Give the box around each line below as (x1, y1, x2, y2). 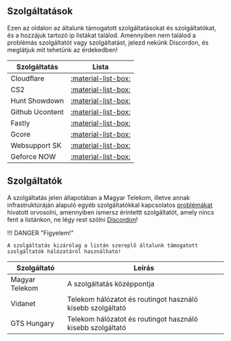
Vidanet (10, 298, 36, 308)
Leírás (133, 263, 155, 272)
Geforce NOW (10, 151, 56, 161)
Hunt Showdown (10, 96, 64, 105)
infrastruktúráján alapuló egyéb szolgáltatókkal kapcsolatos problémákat (7, 201, 213, 209)
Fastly (10, 118, 30, 128)
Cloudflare (10, 74, 45, 83)
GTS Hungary (10, 318, 55, 328)
